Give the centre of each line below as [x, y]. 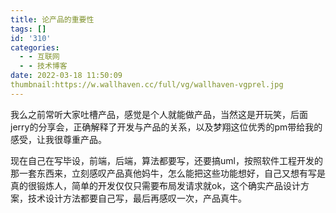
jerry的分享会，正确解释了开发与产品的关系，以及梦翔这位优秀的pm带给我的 [166, 127]
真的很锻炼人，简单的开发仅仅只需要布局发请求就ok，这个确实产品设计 [156, 185]
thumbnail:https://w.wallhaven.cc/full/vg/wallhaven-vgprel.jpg [147, 85]
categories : [35, 47]
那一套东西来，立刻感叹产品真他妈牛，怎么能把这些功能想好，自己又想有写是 [168, 173]
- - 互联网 [39, 57]
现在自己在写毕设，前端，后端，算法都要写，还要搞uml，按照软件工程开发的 [166, 160]
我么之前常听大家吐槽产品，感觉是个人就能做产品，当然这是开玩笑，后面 [159, 114]
